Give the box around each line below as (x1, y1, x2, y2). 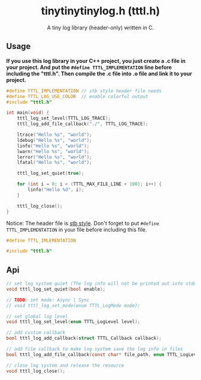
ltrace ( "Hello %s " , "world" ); (17, 132, 93, 138)
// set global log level (6, 313, 68, 320)
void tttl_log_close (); (6, 368, 66, 374)
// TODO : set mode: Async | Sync (6, 297, 90, 303)
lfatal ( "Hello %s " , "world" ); (17, 160, 93, 166)
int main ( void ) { (6, 110, 50, 116)
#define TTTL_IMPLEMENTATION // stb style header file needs (6, 88, 162, 94)
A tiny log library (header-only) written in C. (47, 24, 154, 31)
